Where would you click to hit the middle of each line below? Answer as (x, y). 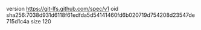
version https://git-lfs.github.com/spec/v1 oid (62, 9)
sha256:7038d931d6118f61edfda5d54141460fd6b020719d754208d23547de (101, 15)
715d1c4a (18, 21)
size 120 (41, 21)
